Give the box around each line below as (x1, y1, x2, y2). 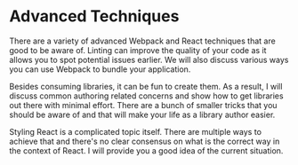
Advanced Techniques (9, 6, 180, 27)
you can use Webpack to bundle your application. (9, 64, 191, 75)
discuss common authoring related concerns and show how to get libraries (9, 90, 284, 101)
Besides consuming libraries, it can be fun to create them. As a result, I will (9, 81, 283, 91)
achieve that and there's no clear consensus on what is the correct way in (9, 136, 280, 146)
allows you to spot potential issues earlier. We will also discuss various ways (9, 54, 289, 65)
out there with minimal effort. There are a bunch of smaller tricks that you (9, 99, 278, 110)
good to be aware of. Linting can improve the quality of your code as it (9, 44, 267, 55)
